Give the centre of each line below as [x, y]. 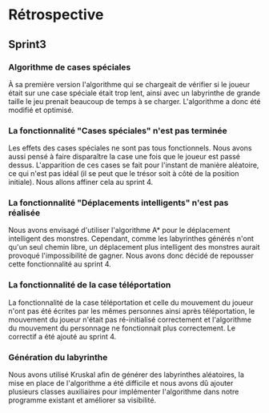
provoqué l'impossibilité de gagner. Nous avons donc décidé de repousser [131, 256]
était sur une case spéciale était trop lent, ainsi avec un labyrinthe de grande [134, 93]
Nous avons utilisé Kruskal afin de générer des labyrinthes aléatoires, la [126, 375]
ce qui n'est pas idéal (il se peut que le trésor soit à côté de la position [124, 174]
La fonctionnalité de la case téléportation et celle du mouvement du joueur [131, 303]
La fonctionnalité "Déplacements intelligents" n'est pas [118, 203]
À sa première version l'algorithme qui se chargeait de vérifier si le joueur [129, 84]
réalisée [24, 213]
